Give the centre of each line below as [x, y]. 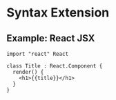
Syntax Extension [58, 13]
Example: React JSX [51, 38]
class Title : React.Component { [55, 66]
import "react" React [38, 54]
